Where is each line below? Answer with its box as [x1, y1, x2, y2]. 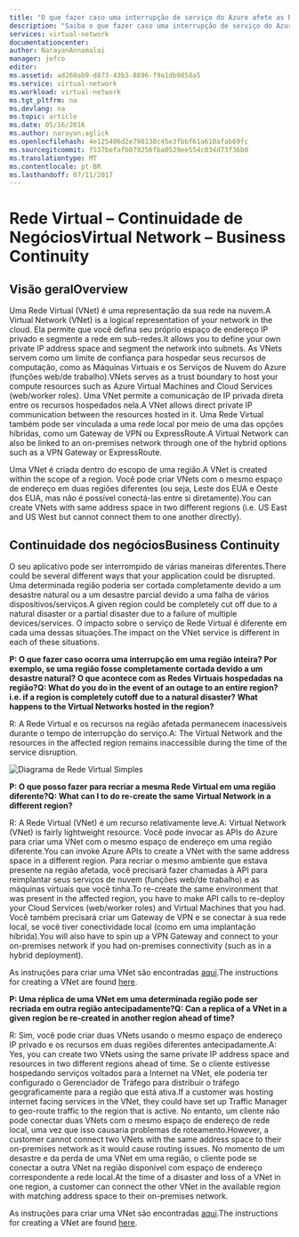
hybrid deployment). [9, 950, 84, 961]
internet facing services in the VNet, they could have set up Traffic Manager [9, 1096, 287, 1107]
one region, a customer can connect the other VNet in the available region [9, 1181, 281, 1193]
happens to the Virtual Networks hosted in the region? [9, 701, 214, 712]
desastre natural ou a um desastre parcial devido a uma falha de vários [9, 589, 270, 601]
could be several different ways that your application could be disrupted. [9, 570, 276, 581]
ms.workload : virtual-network [9, 87, 122, 96]
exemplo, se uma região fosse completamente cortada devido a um [9, 664, 263, 675]
